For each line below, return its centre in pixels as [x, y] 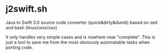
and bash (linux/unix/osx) [32, 27]
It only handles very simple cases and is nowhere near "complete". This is [81, 37]
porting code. [19, 47]
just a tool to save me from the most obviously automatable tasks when [78, 42]
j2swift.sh [27, 9]
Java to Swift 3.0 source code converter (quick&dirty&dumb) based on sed [81, 22]
